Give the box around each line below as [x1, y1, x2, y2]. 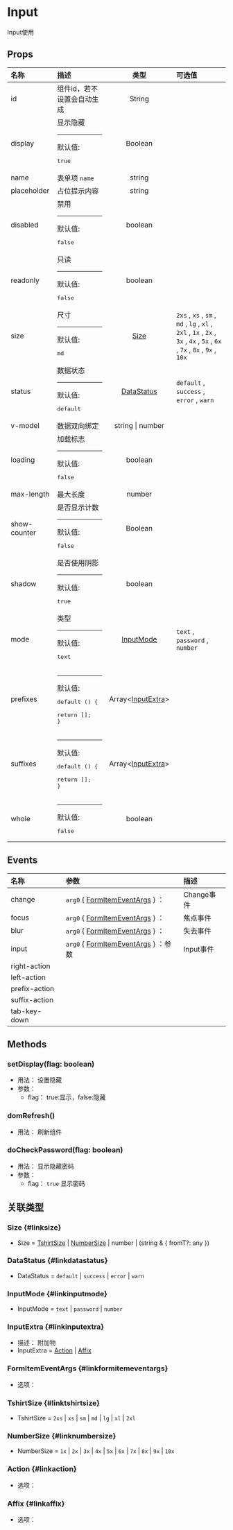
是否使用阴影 [56, 558, 99, 567]
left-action [10, 972, 46, 982]
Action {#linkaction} [7, 1464, 78, 1474]
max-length [10, 489, 50, 499]
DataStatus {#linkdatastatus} [7, 1256, 108, 1266]
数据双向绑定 [56, 421, 99, 431]
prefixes [10, 694, 37, 704]
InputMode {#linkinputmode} [7, 1289, 107, 1298]
